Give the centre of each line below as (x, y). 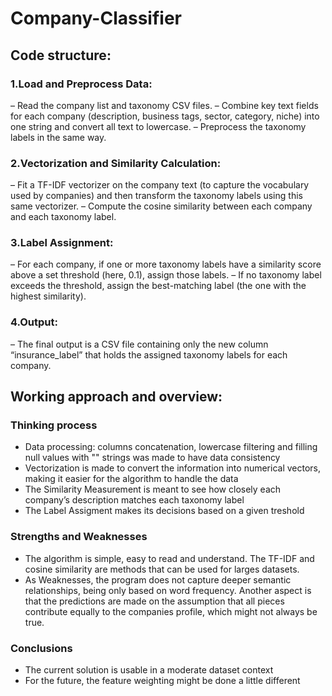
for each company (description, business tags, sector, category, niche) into (165, 116)
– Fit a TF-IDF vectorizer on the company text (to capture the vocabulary (160, 185)
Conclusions (41, 648)
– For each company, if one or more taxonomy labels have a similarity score (166, 264)
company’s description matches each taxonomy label (134, 500)
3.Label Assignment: (62, 243)
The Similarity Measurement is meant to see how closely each (153, 489)
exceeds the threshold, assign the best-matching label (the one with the (158, 286)
